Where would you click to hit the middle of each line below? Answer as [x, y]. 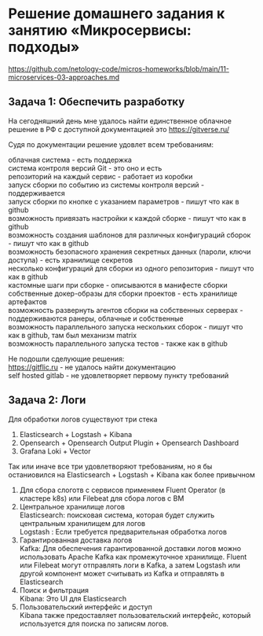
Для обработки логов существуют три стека [83, 419]
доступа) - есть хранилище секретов [71, 259]
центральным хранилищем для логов [82, 523]
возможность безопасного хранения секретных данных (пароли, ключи [130, 252]
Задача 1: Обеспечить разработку [97, 102]
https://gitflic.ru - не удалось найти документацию [92, 367]
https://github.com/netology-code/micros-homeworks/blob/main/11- [119, 68]
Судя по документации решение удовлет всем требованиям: [111, 144]
